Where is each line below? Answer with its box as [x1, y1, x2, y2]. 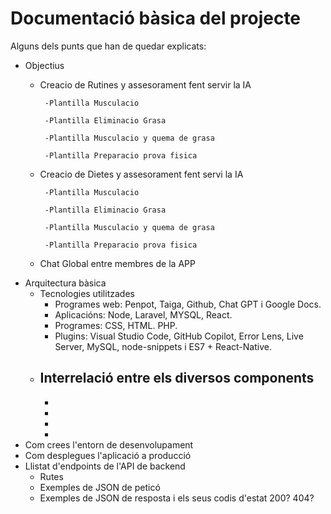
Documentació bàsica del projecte [10, 7, 302, 30]
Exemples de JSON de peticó [39, 481, 161, 493]
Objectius [24, 59, 65, 71]
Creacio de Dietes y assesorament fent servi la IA [39, 168, 244, 180]
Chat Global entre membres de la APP [39, 257, 196, 269]
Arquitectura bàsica [24, 277, 107, 289]
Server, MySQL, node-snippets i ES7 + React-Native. [54, 340, 272, 352]
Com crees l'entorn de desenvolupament [24, 438, 194, 451]
